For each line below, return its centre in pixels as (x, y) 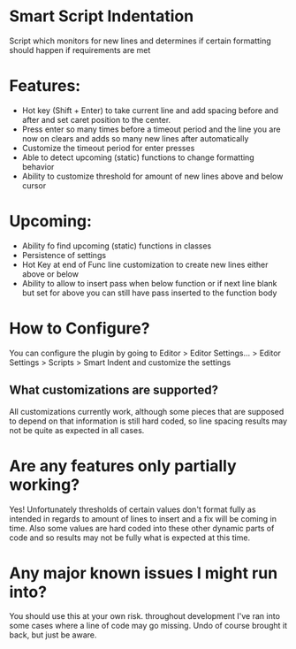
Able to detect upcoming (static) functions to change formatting (138, 157)
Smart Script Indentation (102, 16)
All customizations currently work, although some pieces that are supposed (147, 411)
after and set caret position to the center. (96, 119)
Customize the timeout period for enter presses (108, 148)
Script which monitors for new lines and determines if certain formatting (140, 41)
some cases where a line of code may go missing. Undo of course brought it (148, 626)
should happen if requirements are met (80, 50)
